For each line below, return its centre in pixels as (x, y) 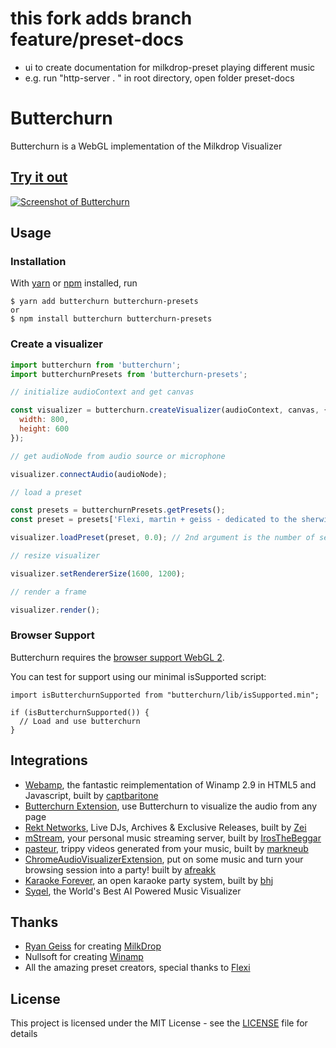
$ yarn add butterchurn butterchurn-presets (104, 302)
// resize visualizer (55, 556)
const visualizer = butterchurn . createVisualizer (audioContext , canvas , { (169, 410)
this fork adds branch (101, 18)
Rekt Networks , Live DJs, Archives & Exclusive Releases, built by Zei (165, 827)
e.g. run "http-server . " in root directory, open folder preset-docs (159, 78)
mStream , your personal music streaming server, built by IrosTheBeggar (173, 838)
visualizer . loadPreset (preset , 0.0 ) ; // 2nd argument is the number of (162, 538)
